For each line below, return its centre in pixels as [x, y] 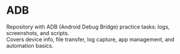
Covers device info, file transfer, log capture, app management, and [90, 39]
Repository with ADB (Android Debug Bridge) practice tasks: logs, [88, 27]
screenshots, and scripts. [38, 33]
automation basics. [30, 46]
